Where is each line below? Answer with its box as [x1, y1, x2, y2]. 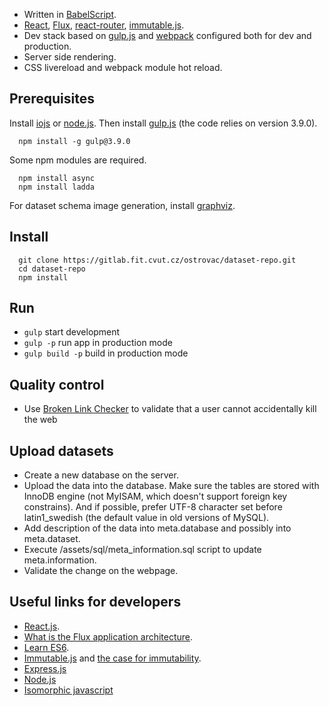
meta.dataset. [23, 533, 81, 545]
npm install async [18, 173, 96, 183]
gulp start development [23, 326, 121, 338]
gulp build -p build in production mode [23, 347, 189, 359]
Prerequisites [9, 90, 95, 108]
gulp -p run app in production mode [23, 337, 173, 349]
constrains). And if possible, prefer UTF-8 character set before [23, 501, 283, 513]
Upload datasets [9, 442, 114, 459]
